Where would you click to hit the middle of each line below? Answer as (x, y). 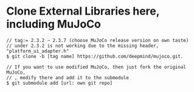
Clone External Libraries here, (83, 11)
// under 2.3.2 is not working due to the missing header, (83, 46)
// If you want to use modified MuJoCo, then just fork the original (96, 67)
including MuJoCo (54, 24)
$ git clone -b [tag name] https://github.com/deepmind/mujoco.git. (95, 56)
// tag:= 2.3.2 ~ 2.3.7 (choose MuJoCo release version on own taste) (98, 40)
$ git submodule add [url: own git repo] (60, 83)
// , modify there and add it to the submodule (68, 77)
